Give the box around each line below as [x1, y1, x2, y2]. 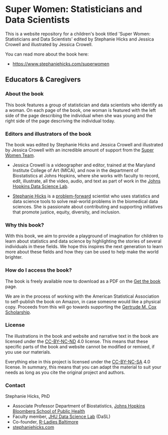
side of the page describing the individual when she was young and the [5, 112, 153, 118]
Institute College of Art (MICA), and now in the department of [12, 167, 139, 173]
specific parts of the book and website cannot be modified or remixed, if [5, 343, 155, 349]
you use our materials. [5, 349, 52, 355]
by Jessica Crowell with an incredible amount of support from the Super [5, 147, 154, 153]
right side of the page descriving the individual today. [5, 118, 115, 124]
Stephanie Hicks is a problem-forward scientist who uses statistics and [12, 193, 159, 199]
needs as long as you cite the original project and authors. [5, 369, 125, 375]
